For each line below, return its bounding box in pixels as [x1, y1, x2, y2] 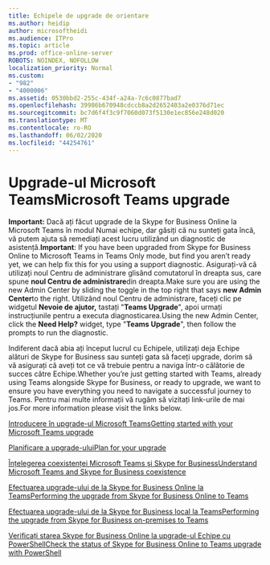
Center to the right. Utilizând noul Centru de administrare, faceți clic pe [8, 294, 242, 304]
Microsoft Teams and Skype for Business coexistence [8, 467, 186, 477]
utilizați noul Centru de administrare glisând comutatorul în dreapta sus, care [8, 268, 262, 278]
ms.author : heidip [8, 19, 70, 27]
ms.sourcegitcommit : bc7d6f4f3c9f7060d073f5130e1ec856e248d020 [8, 109, 225, 117]
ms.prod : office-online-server [8, 49, 113, 57]
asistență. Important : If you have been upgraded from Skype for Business [8, 243, 252, 252]
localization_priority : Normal [8, 64, 113, 72]
